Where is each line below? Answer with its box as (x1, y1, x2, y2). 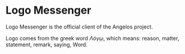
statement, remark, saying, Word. (5, 41, 88, 48)
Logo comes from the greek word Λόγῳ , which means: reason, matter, (5, 34, 180, 42)
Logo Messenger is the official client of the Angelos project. (5, 23, 153, 30)
